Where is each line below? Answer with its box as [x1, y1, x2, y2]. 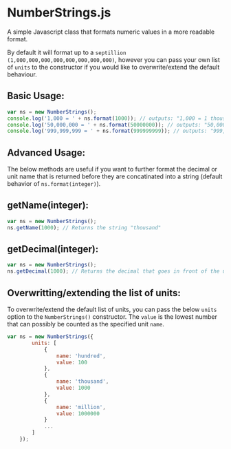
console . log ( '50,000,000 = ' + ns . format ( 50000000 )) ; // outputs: [7, 121, 201, 128]
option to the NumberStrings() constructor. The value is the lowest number [7, 313, 218, 321]
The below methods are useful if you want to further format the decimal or [7, 165, 218, 174]
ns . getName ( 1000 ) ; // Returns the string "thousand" [7, 224, 162, 231]
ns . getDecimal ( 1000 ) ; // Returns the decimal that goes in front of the [7, 268, 220, 275]
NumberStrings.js [7, 5, 111, 21]
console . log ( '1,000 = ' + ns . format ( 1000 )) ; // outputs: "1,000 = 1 [7, 115, 208, 122]
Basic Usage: [7, 90, 65, 102]
